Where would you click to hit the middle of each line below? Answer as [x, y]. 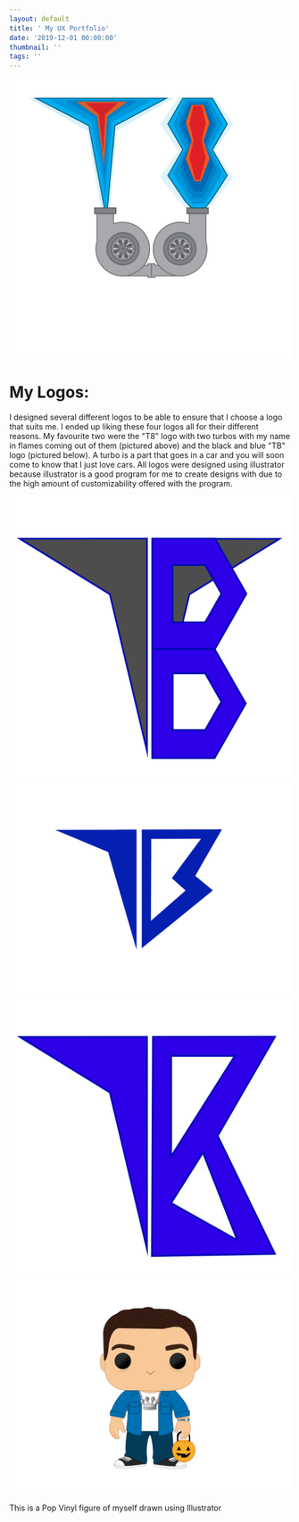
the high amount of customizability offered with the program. [121, 484]
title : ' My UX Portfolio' [59, 28]
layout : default [39, 19]
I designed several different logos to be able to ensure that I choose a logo [146, 417]
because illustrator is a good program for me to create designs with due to [146, 474]
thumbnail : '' [36, 47]
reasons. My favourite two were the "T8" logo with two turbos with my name [150, 437]
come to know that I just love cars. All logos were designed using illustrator [147, 465]
